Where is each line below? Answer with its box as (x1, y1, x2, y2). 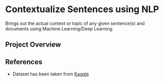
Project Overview (5, 40, 61, 49)
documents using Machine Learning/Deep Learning (5, 25, 113, 31)
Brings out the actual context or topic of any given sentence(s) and (5, 20, 145, 26)
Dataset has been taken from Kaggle (12, 71, 89, 77)
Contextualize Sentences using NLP (5, 4, 159, 15)
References (5, 57, 43, 66)
